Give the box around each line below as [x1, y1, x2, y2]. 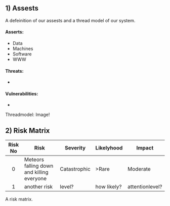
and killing [24, 169, 49, 176]
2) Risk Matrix [5, 126, 50, 135]
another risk [24, 183, 53, 190]
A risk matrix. [5, 196, 33, 202]
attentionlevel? [127, 183, 162, 190]
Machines [12, 45, 33, 52]
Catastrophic [60, 166, 91, 173]
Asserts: [5, 29, 24, 35]
